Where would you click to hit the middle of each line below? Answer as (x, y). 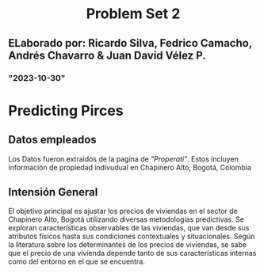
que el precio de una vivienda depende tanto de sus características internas (132, 253)
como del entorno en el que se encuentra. (77, 261)
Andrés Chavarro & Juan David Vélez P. (107, 55)
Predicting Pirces (66, 110)
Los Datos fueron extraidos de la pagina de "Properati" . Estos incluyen (124, 158)
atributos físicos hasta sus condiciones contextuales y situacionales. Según (132, 236)
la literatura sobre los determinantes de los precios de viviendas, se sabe (128, 245)
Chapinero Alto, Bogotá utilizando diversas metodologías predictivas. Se (126, 219)
